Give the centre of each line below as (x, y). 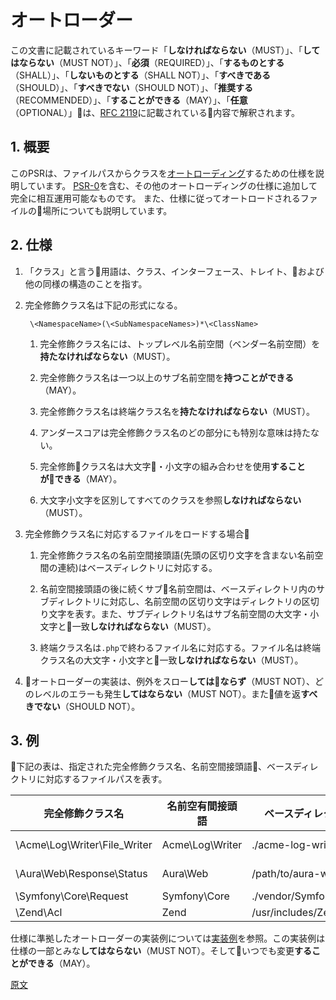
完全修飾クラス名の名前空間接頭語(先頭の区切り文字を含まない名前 (177, 555)
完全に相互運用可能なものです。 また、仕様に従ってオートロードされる (155, 198)
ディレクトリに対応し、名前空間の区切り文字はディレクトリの (175, 601)
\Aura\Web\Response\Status (81, 874)
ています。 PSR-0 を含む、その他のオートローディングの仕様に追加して (172, 185)
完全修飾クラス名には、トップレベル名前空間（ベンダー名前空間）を (180, 343)
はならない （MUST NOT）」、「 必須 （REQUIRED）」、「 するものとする (147, 62)
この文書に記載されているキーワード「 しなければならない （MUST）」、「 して (165, 50)
